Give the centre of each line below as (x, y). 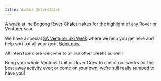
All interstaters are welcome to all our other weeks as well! (64, 53)
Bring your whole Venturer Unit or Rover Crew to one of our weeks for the (80, 62)
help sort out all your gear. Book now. (43, 43)
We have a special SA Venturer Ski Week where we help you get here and (80, 38)
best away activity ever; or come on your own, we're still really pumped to (80, 68)
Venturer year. (19, 29)
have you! (15, 73)
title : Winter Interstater (33, 10)
